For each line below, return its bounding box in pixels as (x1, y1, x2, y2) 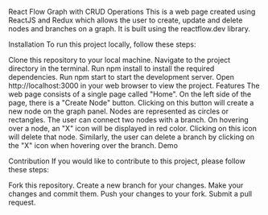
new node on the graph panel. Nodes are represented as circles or (8, 106, 229, 116)
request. (8, 197, 36, 207)
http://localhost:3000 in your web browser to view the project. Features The (8, 81, 260, 90)
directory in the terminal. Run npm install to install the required (8, 64, 215, 73)
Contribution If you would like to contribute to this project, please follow (8, 156, 245, 166)
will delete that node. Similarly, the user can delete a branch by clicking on (8, 132, 255, 142)
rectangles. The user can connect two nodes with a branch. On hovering (8, 115, 249, 124)
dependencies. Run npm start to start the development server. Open (8, 72, 235, 81)
